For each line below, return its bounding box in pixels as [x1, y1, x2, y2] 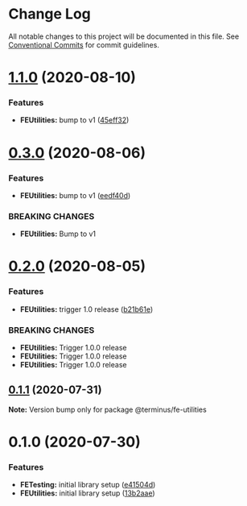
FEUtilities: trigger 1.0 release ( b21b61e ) [19, 304, 154, 314]
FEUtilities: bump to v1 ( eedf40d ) [19, 190, 131, 200]
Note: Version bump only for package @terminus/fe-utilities [8, 404, 207, 414]
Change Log [8, 5, 91, 23]
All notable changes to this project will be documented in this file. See [8, 31, 240, 41]
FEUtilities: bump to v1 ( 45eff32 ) [19, 115, 130, 125]
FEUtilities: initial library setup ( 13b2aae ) [19, 488, 155, 498]
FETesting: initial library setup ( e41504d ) [19, 480, 156, 490]
